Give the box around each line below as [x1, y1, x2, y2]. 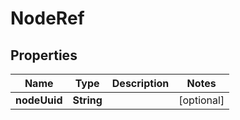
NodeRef [10, 7, 85, 30]
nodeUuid [15, 93, 63, 107]
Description [111, 77, 170, 90]
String [72, 93, 103, 107]
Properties [10, 47, 78, 64]
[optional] [178, 93, 225, 107]
